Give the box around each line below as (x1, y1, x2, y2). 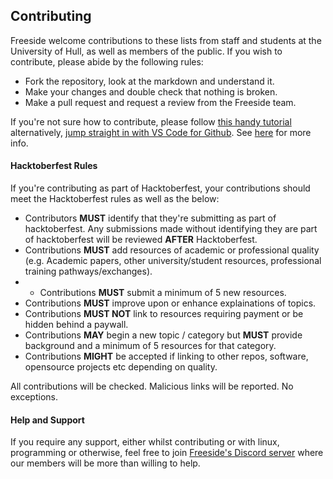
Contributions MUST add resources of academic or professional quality (24, 244, 320, 256)
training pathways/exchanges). (24, 265, 153, 278)
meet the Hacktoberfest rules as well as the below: (10, 193, 220, 205)
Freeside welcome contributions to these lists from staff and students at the (10, 34, 322, 46)
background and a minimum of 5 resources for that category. (24, 340, 277, 352)
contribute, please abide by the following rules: (10, 55, 204, 68)
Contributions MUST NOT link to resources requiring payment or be (24, 308, 304, 320)
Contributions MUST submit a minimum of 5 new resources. (39, 287, 287, 299)
